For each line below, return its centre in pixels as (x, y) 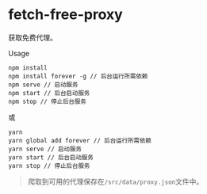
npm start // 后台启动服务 (49, 93)
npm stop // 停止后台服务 (48, 101)
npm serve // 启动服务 (43, 85)
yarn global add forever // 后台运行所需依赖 (80, 140)
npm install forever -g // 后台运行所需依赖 (78, 76)
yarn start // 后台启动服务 (51, 157)
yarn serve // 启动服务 (45, 149)
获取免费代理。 (33, 37)
